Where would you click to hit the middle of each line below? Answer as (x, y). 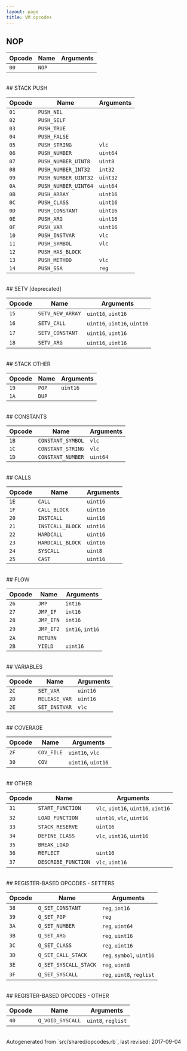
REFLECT (49, 853)
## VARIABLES (24, 667)
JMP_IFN (49, 620)
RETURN (47, 638)
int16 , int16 (82, 629)
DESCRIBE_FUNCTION (64, 862)
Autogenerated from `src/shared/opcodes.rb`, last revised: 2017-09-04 (94, 1042)
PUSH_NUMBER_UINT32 (66, 178)
